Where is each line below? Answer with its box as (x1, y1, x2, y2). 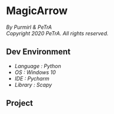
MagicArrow (6, 4, 68, 18)
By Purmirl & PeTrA (6, 24, 52, 31)
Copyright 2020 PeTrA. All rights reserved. (6, 29, 109, 36)
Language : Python (14, 62, 62, 69)
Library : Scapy (14, 81, 52, 88)
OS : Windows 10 (14, 69, 56, 76)
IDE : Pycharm (14, 75, 50, 82)
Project (6, 98, 33, 108)
